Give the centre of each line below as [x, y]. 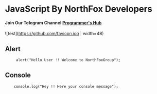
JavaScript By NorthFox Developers [79, 9]
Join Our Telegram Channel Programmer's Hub [53, 22]
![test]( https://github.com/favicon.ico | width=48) [54, 34]
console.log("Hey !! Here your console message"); [66, 86]
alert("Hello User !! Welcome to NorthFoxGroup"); [68, 60]
